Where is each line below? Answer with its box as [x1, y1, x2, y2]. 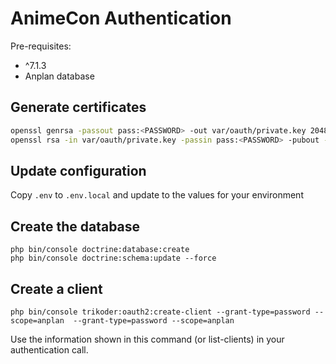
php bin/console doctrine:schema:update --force [10, 253, 217, 264]
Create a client [10, 280, 103, 297]
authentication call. [10, 343, 89, 356]
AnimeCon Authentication [10, 7, 232, 30]
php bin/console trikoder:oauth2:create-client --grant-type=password [10, 307, 311, 317]
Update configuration [10, 162, 147, 179]
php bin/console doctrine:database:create [10, 245, 190, 255]
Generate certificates [10, 99, 147, 116]
